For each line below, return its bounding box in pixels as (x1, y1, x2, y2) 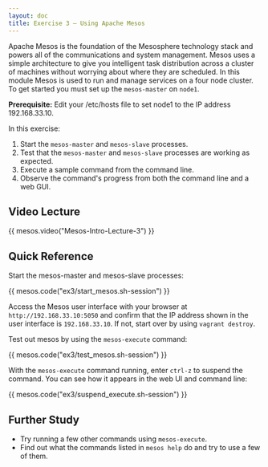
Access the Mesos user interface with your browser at (8, 302, 188, 311)
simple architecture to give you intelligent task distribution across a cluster (8, 58, 254, 68)
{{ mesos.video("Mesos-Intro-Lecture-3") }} (8, 226, 155, 236)
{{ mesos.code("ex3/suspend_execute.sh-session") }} (8, 390, 188, 400)
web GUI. (19, 181, 51, 191)
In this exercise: (8, 124, 60, 133)
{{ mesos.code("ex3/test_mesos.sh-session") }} (8, 350, 168, 359)
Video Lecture (8, 205, 81, 218)
